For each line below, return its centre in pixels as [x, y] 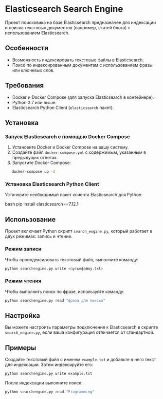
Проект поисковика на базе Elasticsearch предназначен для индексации [81, 22]
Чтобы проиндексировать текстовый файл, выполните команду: [72, 259]
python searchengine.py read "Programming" [50, 392]
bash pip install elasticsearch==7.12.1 [42, 204]
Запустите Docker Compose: [42, 163]
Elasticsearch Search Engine [64, 9]
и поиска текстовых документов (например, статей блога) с [68, 27]
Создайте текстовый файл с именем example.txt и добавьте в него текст [81, 360]
